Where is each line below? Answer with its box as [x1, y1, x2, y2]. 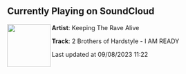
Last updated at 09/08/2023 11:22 [51, 50, 149, 58]
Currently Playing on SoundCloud [7, 5, 155, 17]
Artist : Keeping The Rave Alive [51, 23, 140, 32]
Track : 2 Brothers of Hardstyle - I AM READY [51, 37, 180, 45]
